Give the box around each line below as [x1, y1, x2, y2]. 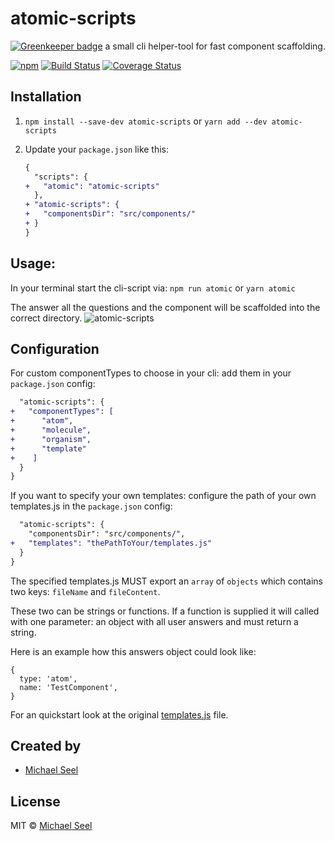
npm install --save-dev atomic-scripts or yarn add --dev [24, 115, 268, 127]
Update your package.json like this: [24, 143, 170, 155]
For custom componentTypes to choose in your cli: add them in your [10, 367, 292, 379]
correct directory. [10, 312, 83, 324]
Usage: [10, 255, 57, 272]
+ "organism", [10, 434, 92, 444]
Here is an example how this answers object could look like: [10, 645, 257, 657]
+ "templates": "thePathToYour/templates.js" [10, 538, 213, 548]
